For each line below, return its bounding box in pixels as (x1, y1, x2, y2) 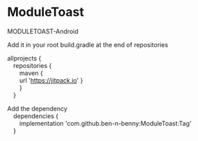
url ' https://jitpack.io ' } (19, 76, 83, 84)
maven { (19, 69, 43, 77)
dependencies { (13, 112, 59, 120)
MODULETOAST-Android (7, 27, 79, 35)
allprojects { (7, 53, 42, 63)
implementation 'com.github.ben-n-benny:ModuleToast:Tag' (19, 119, 192, 127)
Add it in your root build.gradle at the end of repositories (7, 40, 169, 49)
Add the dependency (7, 104, 68, 113)
